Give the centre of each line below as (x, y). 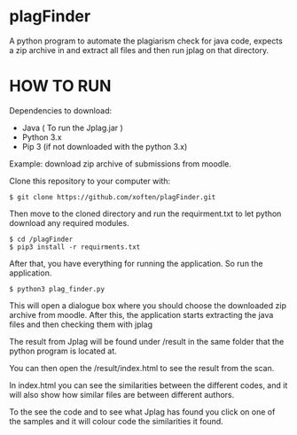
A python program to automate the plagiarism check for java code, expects (146, 41)
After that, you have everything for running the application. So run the (136, 263)
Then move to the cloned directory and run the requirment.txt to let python (145, 214)
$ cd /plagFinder (41, 239)
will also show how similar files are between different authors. (122, 394)
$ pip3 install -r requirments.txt (75, 247)
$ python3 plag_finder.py (57, 289)
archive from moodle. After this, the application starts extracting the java (141, 315)
